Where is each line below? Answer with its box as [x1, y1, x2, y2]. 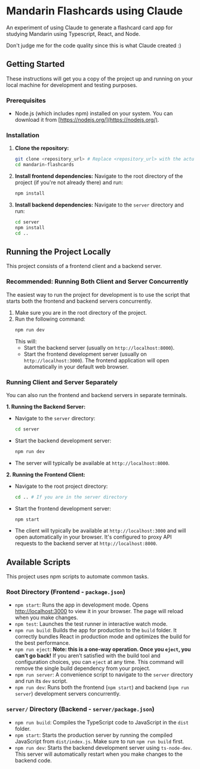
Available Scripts [6, 557, 70, 567]
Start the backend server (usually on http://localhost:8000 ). [23, 344, 175, 351]
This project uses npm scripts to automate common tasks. [6, 573, 149, 580]
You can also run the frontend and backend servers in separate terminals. [6, 391, 187, 398]
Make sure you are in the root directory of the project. [14, 309, 147, 316]
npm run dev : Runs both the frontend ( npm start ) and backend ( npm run [14, 684, 189, 691]
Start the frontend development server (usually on [23, 350, 147, 358]
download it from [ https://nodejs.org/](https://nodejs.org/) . [14, 116, 159, 124]
